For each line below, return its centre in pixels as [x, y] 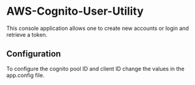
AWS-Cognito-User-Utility [75, 11]
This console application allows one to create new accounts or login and [97, 28]
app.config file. [25, 75]
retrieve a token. [27, 34]
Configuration [34, 54]
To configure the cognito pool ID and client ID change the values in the [96, 68]
